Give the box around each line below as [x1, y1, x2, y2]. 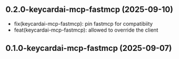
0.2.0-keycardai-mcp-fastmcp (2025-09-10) [5, 5, 174, 15]
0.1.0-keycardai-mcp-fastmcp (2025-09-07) [5, 43, 172, 53]
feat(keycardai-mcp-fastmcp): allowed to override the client [13, 26, 159, 33]
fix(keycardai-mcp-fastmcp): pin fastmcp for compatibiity [13, 20, 153, 27]
